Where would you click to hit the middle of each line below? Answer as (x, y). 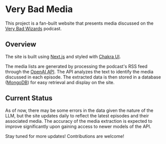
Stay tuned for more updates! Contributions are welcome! (65, 136)
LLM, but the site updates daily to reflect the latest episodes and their (77, 116)
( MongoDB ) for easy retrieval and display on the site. (60, 82)
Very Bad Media (39, 9)
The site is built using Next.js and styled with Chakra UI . (63, 56)
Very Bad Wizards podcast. (33, 28)
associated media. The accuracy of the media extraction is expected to (79, 121)
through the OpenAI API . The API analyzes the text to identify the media (79, 71)
